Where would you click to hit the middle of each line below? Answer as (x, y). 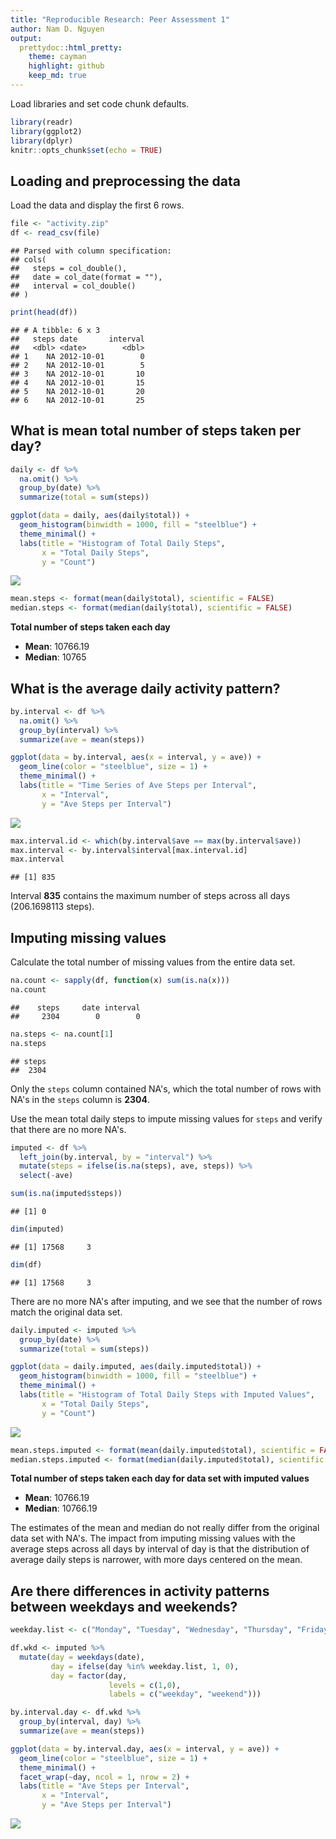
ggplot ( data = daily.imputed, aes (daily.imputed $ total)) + (136, 1367)
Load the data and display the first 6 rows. (97, 205)
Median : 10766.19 (61, 1508)
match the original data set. (66, 1312)
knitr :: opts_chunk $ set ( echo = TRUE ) (86, 150)
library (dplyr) (42, 141)
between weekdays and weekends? (124, 1606)
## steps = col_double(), (69, 268)
